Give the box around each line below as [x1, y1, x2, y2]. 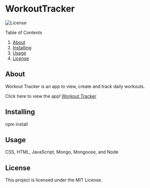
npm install [5, 121, 28, 127]
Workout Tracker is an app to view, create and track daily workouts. [5, 83, 145, 89]
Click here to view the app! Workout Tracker [5, 93, 97, 99]
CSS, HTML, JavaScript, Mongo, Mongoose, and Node [5, 149, 119, 155]
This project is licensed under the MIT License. [5, 177, 103, 183]
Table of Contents [5, 29, 43, 35]
